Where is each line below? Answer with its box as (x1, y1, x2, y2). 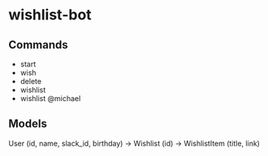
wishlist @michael (19, 94, 81, 103)
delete (19, 77, 42, 86)
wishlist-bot (8, 6, 92, 24)
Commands (8, 38, 69, 52)
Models (8, 117, 47, 131)
